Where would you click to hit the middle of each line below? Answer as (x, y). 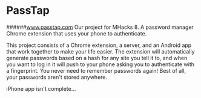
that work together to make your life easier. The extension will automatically (100, 51)
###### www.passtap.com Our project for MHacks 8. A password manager (100, 27)
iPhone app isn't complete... (41, 88)
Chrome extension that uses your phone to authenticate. (77, 33)
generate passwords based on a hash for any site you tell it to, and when (97, 58)
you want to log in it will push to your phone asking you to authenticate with (100, 64)
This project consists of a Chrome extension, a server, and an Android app (99, 45)
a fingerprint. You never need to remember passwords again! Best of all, (96, 70)
